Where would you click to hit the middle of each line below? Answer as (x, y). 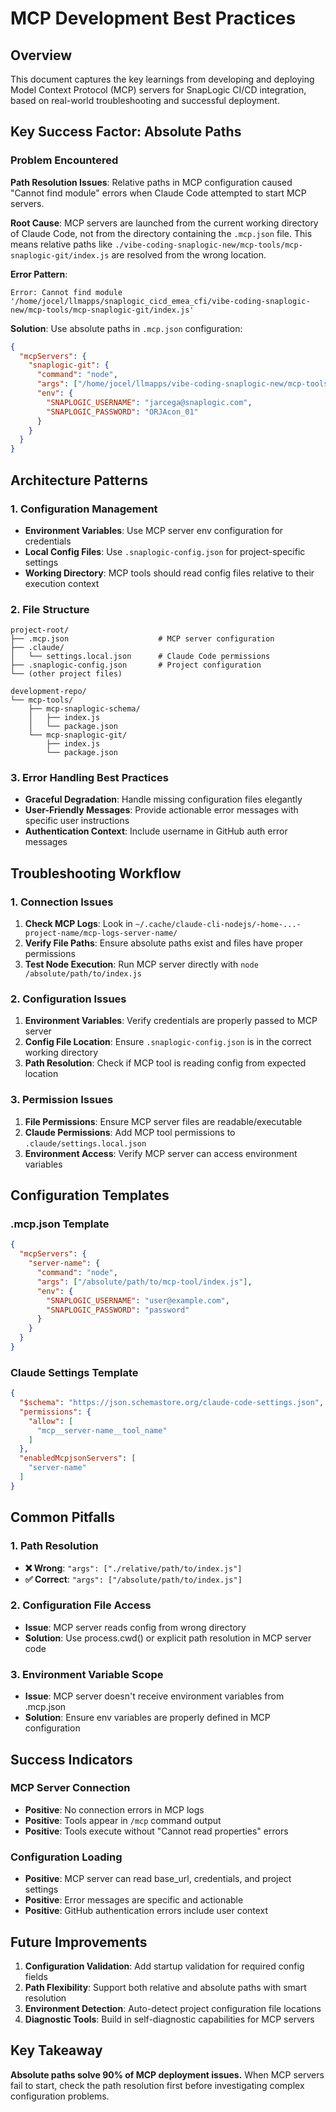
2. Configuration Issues (68, 999)
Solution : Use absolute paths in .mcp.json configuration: (126, 328)
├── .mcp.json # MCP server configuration (142, 639)
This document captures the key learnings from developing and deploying (162, 79)
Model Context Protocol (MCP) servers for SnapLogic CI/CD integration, (158, 90)
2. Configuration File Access (81, 1605)
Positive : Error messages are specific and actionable (134, 1900)
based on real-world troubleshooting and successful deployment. (145, 100)
